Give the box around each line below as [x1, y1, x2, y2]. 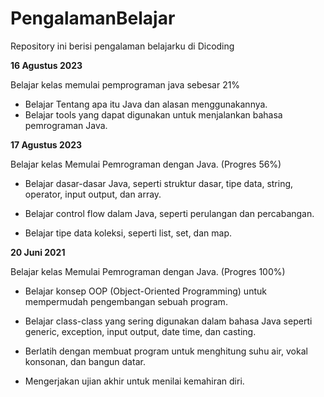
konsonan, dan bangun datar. [24, 355, 146, 367]
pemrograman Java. [24, 119, 108, 131]
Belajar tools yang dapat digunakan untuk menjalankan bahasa [24, 108, 283, 121]
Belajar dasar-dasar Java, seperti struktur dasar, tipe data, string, [24, 177, 294, 189]
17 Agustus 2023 [10, 138, 83, 151]
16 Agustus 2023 [10, 59, 83, 71]
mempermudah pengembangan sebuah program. [24, 295, 228, 307]
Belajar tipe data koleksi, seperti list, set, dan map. [24, 227, 232, 239]
